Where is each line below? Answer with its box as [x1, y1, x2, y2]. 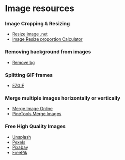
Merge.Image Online [12, 106, 53, 112]
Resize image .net [12, 31, 48, 37]
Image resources [5, 3, 74, 14]
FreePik [12, 149, 28, 155]
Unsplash [12, 134, 31, 140]
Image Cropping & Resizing [5, 20, 70, 27]
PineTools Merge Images [12, 111, 62, 117]
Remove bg [12, 59, 35, 65]
